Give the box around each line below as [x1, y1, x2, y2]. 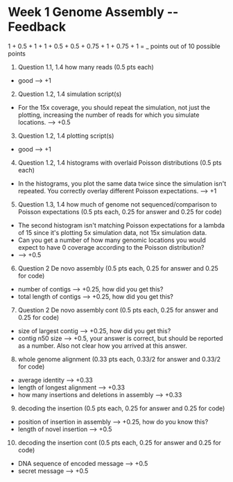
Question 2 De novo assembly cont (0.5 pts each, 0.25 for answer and [17, 305, 218, 314]
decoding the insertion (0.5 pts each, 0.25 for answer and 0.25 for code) [17, 404, 225, 412]
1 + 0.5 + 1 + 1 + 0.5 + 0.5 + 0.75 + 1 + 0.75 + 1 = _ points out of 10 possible [8, 42, 221, 50]
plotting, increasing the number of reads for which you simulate [17, 111, 200, 119]
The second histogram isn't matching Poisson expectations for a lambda [17, 220, 225, 230]
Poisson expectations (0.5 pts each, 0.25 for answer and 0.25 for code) [17, 207, 223, 216]
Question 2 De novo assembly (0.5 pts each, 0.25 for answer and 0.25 [17, 264, 218, 272]
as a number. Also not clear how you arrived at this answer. [17, 342, 188, 350]
